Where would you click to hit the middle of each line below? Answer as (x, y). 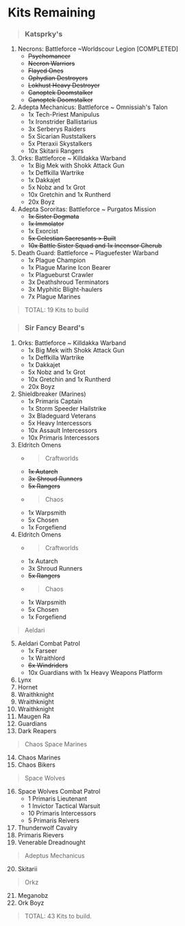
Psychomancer (49, 56)
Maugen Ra (34, 716)
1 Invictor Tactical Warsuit (64, 806)
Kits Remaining (52, 13)
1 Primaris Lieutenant (58, 798)
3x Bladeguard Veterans (62, 416)
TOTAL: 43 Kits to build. (58, 916)
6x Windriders (48, 665)
